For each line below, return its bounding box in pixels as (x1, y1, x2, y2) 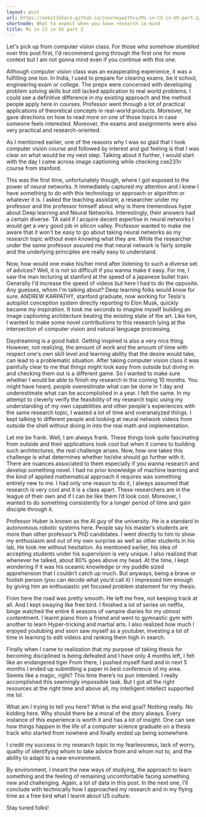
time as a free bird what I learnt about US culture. (6, 792, 131, 800)
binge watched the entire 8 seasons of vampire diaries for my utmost (6, 608, 181, 615)
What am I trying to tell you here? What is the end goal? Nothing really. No (6, 703, 193, 711)
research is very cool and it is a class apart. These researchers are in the (6, 486, 190, 494)
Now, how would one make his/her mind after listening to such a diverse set (6, 260, 197, 268)
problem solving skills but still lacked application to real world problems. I (6, 87, 191, 95)
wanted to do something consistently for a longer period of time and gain (6, 499, 191, 506)
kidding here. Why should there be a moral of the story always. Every (6, 710, 181, 717)
